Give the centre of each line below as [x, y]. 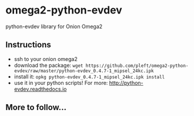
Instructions [28, 45]
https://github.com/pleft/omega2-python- [137, 66]
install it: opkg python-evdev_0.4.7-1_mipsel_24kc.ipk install [89, 76]
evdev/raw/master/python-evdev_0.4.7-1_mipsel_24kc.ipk [84, 71]
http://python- [126, 83]
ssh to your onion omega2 [46, 59]
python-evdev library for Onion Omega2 [54, 26]
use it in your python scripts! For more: [61, 83]
